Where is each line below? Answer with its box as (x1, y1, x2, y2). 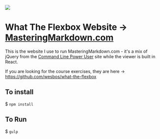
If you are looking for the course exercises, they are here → (5, 68, 125, 74)
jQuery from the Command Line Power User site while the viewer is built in (5, 53, 156, 59)
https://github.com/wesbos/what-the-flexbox (5, 73, 97, 79)
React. (5, 59, 18, 65)
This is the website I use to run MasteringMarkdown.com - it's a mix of (5, 48, 148, 54)
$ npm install (5, 101, 33, 107)
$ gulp (5, 128, 18, 134)
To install (5, 88, 34, 96)
